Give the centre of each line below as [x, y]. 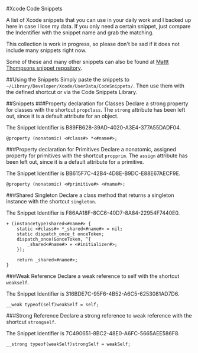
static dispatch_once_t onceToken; [61, 234]
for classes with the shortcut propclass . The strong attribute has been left [96, 110]
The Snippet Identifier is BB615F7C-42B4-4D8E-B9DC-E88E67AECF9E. [93, 173]
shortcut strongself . [31, 322]
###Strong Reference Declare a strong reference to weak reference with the [99, 315]
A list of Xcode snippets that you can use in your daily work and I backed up [99, 20]
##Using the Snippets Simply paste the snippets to [68, 80]
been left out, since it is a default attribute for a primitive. [75, 162]
